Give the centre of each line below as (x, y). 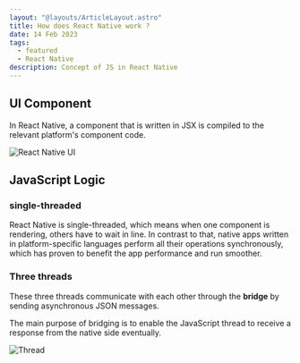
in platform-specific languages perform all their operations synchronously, (146, 244)
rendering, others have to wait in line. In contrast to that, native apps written (149, 234)
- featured (38, 51)
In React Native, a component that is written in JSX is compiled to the (137, 125)
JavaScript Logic (57, 180)
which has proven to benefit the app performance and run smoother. (136, 253)
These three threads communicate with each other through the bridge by (144, 296)
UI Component (51, 104)
